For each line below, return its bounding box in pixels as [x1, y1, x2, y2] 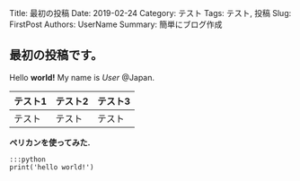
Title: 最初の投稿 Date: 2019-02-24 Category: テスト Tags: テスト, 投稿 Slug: [9, 8, 292, 18]
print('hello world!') [9, 162, 94, 172]
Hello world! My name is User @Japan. [9, 72, 155, 82]
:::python [9, 155, 47, 164]
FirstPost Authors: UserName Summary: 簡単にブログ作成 [9, 19, 223, 30]
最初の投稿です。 [9, 47, 103, 63]
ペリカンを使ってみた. [9, 137, 91, 148]
